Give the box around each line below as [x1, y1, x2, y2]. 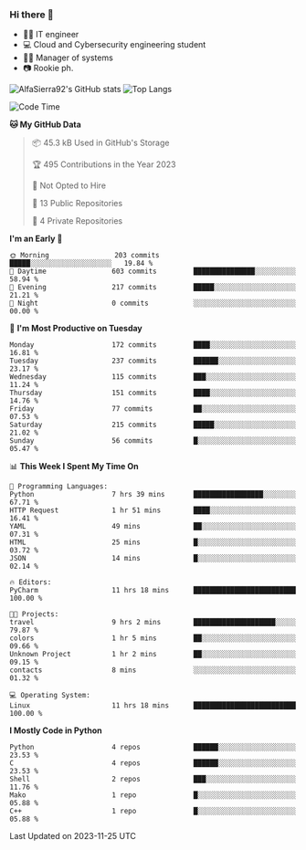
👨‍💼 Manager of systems [22, 52, 114, 63]
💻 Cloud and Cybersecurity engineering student [22, 39, 206, 50]
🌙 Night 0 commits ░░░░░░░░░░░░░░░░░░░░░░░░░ [9, 299, 297, 309]
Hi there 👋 [9, 8, 55, 21]
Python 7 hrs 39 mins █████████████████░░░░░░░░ [9, 490, 297, 499]
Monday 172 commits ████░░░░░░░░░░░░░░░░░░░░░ [9, 341, 297, 350]
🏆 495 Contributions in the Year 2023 [31, 159, 176, 170]
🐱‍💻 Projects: [9, 610, 59, 619]
